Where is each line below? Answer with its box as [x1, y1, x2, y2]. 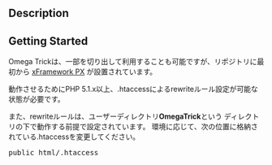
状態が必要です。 [8, 94, 65, 104]
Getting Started [8, 34, 89, 48]
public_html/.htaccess [8, 148, 99, 158]
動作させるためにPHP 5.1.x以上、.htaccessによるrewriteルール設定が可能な [8, 85, 258, 94]
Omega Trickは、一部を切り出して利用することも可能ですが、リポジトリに [8, 57, 257, 67]
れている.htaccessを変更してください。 [8, 132, 140, 141]
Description [8, 7, 69, 20]
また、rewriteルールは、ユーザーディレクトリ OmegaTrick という [8, 111, 222, 121]
